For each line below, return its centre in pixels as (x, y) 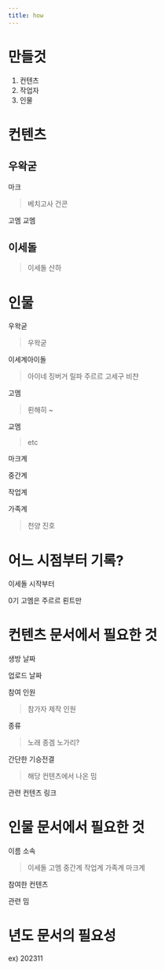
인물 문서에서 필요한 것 (77, 828)
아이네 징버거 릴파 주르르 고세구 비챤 (83, 376)
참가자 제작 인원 (51, 709)
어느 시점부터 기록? (66, 560)
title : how (26, 15)
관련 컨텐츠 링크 (33, 793)
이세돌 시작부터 (31, 584)
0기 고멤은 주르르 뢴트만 (45, 601)
